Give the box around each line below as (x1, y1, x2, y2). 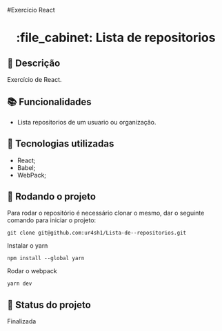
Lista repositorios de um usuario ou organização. (17, 118, 157, 126)
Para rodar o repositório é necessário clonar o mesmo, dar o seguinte (7, 209, 205, 217)
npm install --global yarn (7, 255, 85, 262)
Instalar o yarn (7, 242, 48, 250)
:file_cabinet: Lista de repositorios (16, 30, 216, 45)
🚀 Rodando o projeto (7, 191, 97, 202)
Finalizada (7, 317, 37, 325)
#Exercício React (7, 6, 55, 14)
